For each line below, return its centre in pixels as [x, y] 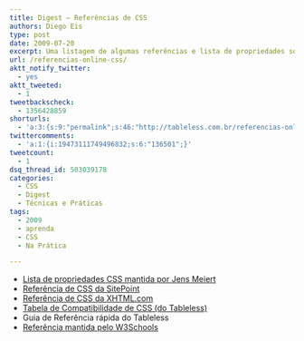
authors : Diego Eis [46, 26]
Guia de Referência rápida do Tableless [95, 317]
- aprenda [36, 229]
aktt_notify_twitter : [50, 69]
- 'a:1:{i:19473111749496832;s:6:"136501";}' [105, 144]
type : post [30, 34]
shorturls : [30, 119]
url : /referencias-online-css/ [68, 60]
